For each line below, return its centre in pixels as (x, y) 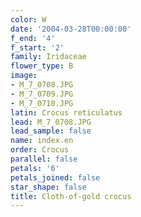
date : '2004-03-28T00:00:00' (71, 29)
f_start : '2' (37, 47)
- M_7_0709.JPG (42, 94)
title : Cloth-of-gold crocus (71, 196)
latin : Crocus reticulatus (66, 112)
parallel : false (44, 159)
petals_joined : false (55, 177)
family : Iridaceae (48, 57)
